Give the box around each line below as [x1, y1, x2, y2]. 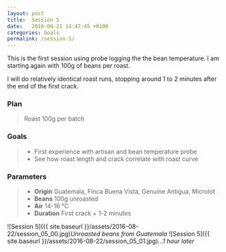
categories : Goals [7, 29, 60, 36]
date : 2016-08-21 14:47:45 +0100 [7, 23, 109, 29]
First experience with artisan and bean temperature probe [34, 147, 197, 155]
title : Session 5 [7, 16, 60, 23]
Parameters [7, 172, 47, 181]
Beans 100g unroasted [34, 194, 99, 203]
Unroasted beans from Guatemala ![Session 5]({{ [71, 230, 210, 238]
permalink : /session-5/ [7, 36, 75, 42]
